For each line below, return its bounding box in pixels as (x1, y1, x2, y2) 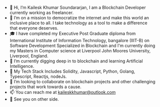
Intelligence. (9, 63, 34, 69)
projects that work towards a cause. (9, 84, 81, 90)
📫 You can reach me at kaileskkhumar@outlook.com (9, 90, 116, 95)
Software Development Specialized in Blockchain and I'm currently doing (9, 43, 156, 48)
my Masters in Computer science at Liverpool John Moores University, (9, 48, 151, 53)
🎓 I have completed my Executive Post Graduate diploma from (9, 31, 136, 36)
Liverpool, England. (9, 53, 48, 59)
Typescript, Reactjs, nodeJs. (9, 74, 67, 79)
